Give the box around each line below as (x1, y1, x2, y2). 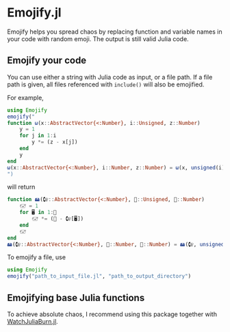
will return (7, 183, 36, 191)
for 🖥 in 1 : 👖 (19, 209, 57, 216)
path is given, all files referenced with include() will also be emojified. (7, 80, 205, 88)
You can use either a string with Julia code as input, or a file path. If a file (7, 73, 213, 81)
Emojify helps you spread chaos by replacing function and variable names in (7, 27, 222, 36)
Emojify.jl (7, 5, 62, 21)
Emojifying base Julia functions (7, 292, 145, 303)
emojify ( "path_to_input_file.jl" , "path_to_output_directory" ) (7, 273, 192, 280)
